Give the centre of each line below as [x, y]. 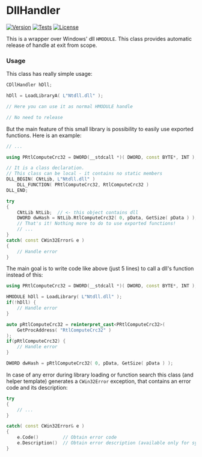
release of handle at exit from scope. [52, 45]
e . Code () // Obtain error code [67, 437]
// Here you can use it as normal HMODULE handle [70, 106]
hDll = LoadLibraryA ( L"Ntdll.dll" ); [55, 96]
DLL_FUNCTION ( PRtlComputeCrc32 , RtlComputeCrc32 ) [83, 185]
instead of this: [25, 275]
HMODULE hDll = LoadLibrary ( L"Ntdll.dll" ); [64, 297]
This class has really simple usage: [49, 74]
